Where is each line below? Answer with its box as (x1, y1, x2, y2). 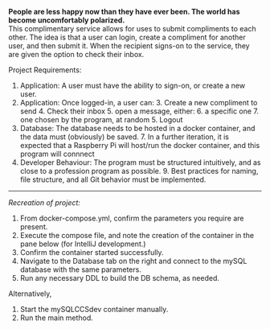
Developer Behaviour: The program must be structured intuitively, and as (19, 158, 261, 167)
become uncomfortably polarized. (8, 15, 125, 25)
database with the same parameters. (19, 265, 142, 274)
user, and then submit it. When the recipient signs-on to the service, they (8, 41, 251, 51)
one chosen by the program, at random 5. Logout (19, 115, 183, 124)
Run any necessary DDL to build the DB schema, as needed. (19, 273, 219, 282)
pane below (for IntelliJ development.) (19, 239, 146, 249)
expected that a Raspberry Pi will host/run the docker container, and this (19, 141, 260, 150)
